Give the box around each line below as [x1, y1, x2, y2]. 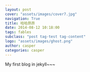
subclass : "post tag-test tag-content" [5, 35, 86, 39]
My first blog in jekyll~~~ [5, 61, 55, 67]
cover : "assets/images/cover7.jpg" [5, 12, 77, 17]
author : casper [5, 43, 36, 48]
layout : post [5, 7, 32, 12]
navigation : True [5, 16, 40, 21]
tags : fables [5, 30, 32, 35]
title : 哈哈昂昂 [5, 20, 35, 26]
